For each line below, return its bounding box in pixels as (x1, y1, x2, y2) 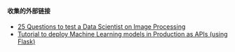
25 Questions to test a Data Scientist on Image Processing (17, 22, 186, 31)
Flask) (17, 37, 36, 46)
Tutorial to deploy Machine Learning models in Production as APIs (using (17, 30, 228, 39)
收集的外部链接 (7, 6, 51, 15)
